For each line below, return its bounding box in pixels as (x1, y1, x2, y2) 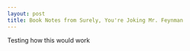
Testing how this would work (7, 36, 90, 44)
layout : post (7, 10, 46, 17)
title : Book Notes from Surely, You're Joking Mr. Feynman (7, 17, 184, 24)
